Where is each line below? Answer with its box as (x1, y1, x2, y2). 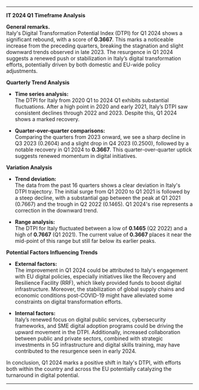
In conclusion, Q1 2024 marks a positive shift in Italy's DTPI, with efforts (6, 359, 182, 366)
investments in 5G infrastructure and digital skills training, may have (14, 341, 181, 348)
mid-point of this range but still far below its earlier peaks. (14, 237, 156, 244)
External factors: (14, 261, 57, 267)
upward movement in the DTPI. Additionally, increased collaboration (14, 329, 181, 335)
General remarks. (6, 23, 50, 30)
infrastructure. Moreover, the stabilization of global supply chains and (14, 286, 185, 293)
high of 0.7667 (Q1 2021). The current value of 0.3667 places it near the (14, 231, 192, 238)
